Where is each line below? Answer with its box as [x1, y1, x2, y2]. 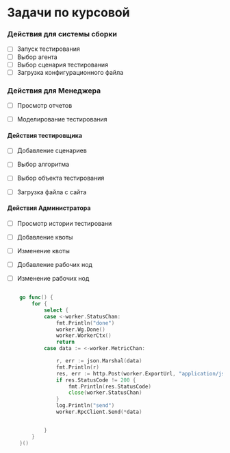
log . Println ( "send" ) [55, 402, 115, 409]
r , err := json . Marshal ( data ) [55, 358, 142, 364]
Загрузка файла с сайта [16, 187, 87, 196]
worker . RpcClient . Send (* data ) [55, 408, 142, 415]
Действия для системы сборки [7, 30, 118, 39]
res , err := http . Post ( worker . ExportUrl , [55, 370, 176, 377]
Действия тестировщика [7, 131, 83, 139]
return [55, 338, 75, 346]
